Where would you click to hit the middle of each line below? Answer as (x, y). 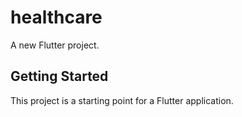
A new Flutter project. (55, 45)
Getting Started (59, 76)
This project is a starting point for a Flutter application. (122, 100)
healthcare (56, 17)
